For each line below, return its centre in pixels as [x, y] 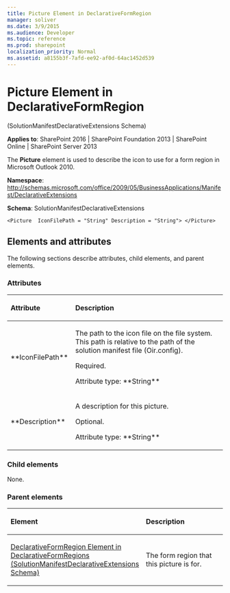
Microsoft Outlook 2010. [41, 167]
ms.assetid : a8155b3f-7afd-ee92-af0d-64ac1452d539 [81, 58]
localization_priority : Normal [52, 52]
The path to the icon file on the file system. [144, 333]
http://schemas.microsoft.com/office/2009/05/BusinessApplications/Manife [114, 187]
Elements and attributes [59, 242]
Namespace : [26, 180]
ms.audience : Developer [41, 33]
